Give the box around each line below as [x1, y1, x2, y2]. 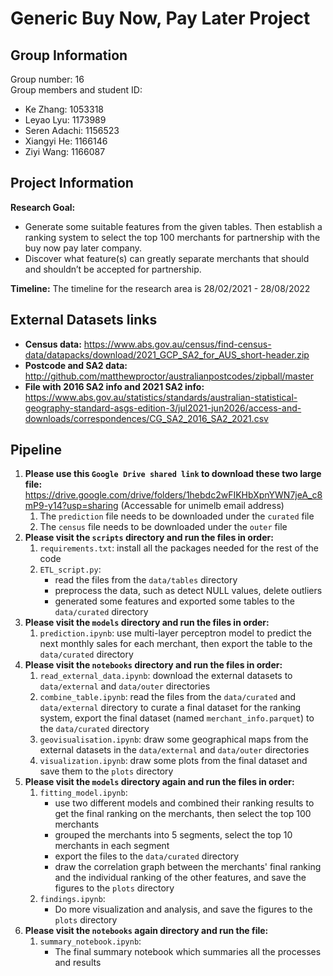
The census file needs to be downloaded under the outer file [39, 521, 288, 533]
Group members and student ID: [10, 84, 143, 96]
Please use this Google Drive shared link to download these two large [24, 468, 322, 480]
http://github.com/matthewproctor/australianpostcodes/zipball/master [24, 370, 314, 382]
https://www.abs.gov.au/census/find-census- [83, 338, 272, 350]
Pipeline [10, 442, 63, 459]
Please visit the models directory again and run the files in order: [24, 776, 295, 788]
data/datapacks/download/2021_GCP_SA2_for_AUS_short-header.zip [24, 348, 310, 361]
